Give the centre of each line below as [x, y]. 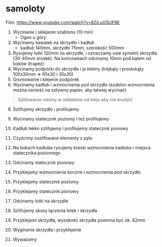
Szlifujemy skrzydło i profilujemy [46, 109]
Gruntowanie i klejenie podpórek [46, 79]
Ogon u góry [33, 37]
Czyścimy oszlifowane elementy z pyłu [53, 138]
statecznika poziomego [37, 153]
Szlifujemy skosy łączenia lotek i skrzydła [55, 210]
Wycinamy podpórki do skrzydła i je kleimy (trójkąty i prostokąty [78, 69]
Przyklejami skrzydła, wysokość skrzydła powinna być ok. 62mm [79, 220]
